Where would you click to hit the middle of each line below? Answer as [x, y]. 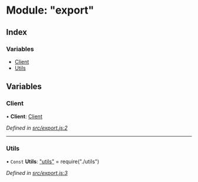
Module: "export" [50, 10]
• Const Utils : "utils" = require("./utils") [53, 161]
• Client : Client [24, 116]
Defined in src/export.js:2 [37, 128]
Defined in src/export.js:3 [37, 173]
